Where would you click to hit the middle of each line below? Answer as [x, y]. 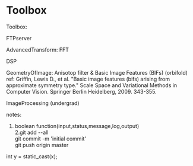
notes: [14, 114]
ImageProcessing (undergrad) [43, 103]
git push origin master [42, 145]
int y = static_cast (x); [32, 156]
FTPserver [19, 38]
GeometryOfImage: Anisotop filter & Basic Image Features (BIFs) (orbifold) [97, 72]
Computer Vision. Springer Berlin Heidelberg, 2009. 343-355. [81, 91]
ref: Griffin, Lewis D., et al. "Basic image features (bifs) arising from [88, 79]
